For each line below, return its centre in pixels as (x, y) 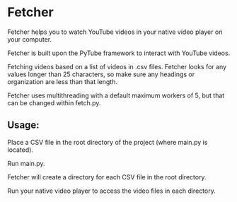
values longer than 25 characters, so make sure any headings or (101, 74)
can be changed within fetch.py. (54, 102)
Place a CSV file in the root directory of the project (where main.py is (108, 142)
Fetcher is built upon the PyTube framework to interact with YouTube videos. (119, 53)
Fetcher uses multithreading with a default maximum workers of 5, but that (116, 95)
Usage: (24, 125)
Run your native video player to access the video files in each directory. (111, 191)
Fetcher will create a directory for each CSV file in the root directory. (107, 177)
